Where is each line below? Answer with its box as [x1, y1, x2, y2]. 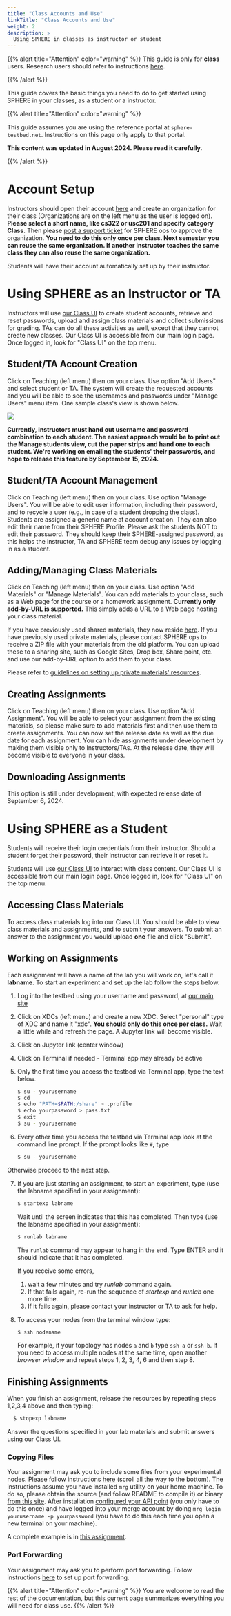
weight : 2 [7, 23, 36, 30]
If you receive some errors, [17, 1267, 94, 1275]
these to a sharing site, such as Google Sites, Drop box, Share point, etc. [7, 648, 213, 656]
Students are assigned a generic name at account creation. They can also [7, 515, 217, 523]
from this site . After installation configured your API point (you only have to [7, 1497, 219, 1505]
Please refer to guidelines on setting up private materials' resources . [7, 668, 201, 677]
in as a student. [7, 544, 51, 553]
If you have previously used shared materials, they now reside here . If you [7, 625, 217, 634]
